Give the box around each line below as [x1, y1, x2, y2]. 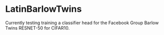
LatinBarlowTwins [5, 3, 82, 15]
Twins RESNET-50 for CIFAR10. [5, 25, 70, 31]
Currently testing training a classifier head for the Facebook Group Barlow [5, 20, 159, 26]
